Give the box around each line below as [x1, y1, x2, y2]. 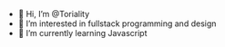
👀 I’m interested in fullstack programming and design [17, 18, 217, 29]
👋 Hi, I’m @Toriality [17, 9, 90, 19]
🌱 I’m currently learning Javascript [17, 28, 148, 38]
